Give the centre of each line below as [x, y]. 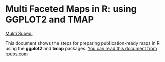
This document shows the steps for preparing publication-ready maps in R [82, 43]
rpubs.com [16, 54]
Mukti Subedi [19, 33]
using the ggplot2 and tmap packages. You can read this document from [81, 48]
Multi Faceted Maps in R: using [71, 9]
